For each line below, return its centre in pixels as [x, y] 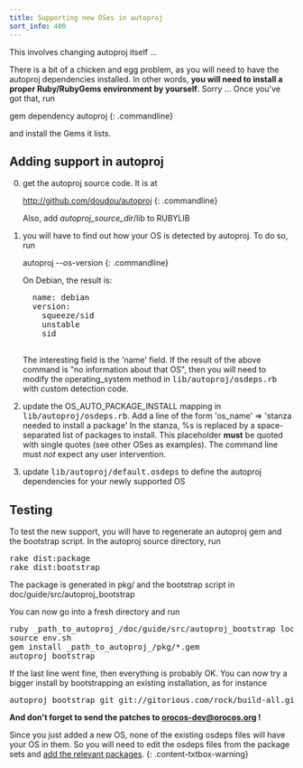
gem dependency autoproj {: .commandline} [92, 116]
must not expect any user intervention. [94, 454]
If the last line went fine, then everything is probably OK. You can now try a [148, 673]
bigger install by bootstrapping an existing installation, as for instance [138, 683]
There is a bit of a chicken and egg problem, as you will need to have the [144, 70]
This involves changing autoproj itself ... [83, 52]
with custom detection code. [75, 389]
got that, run [32, 98]
